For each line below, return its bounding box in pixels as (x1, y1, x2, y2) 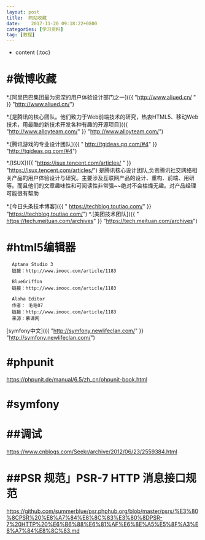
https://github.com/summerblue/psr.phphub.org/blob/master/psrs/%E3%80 (6, 507, 198, 515)
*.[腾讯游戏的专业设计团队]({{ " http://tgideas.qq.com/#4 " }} (6, 141, 158, 148)
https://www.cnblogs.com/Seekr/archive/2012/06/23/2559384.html (6, 448, 178, 455)
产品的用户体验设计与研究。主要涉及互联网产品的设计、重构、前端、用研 (11, 174, 195, 182)
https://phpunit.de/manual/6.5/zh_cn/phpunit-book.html (6, 375, 148, 383)
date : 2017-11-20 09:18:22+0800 (6, 20, 98, 26)
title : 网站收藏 (6, 15, 47, 21)
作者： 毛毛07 (12, 302, 44, 308)
